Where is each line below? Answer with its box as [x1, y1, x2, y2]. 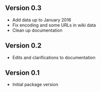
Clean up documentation [12, 27, 63, 33]
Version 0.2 [5, 42, 42, 50]
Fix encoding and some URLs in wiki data [12, 22, 96, 28]
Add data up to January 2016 [12, 17, 71, 23]
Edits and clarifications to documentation [12, 54, 96, 60]
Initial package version [12, 82, 58, 88]
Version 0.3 [5, 4, 42, 12]
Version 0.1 [5, 69, 40, 77]
